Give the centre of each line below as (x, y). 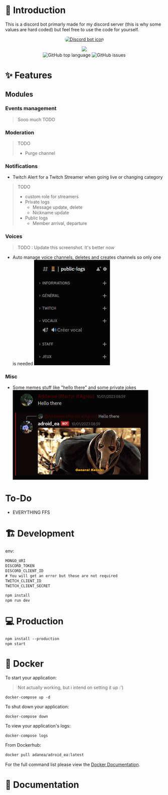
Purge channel (40, 153)
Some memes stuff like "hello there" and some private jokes (74, 387)
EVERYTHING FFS (31, 512)
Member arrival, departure (60, 223)
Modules (19, 94)
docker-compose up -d (28, 697)
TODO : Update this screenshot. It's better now (66, 247)
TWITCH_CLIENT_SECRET (28, 586)
